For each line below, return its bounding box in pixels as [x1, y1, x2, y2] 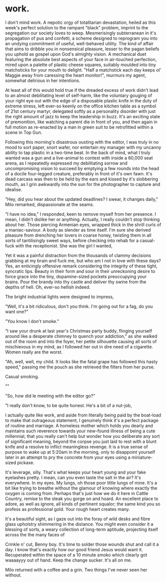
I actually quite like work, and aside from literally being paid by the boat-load [5, 412, 162, 418]
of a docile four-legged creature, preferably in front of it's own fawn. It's [5, 170, 153, 176]
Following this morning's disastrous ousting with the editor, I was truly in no [5, 139, 159, 145]
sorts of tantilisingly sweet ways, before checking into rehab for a [5, 237, 139, 244]
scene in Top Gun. [5, 129, 43, 135]
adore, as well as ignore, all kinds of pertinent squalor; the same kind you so [5, 500, 161, 507]
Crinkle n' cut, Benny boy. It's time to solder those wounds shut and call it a [5, 541, 159, 547]
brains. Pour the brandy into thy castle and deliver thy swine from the [5, 279, 147, 285]
